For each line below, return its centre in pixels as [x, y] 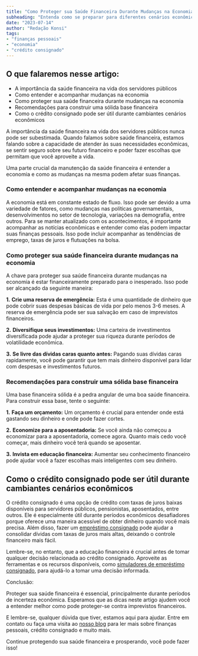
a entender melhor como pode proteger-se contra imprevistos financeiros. [96, 606]
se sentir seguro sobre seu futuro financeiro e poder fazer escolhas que [93, 150]
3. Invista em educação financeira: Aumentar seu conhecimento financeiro [98, 454]
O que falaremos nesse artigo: [63, 74]
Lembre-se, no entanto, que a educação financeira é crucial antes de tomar [98, 552]
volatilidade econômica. [35, 342]
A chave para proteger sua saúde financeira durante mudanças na [87, 276]
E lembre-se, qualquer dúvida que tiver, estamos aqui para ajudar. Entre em [98, 618]
